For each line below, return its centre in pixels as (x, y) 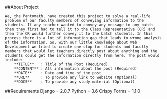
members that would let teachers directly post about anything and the (81, 51)
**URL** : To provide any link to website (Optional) (76, 77)
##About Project (22, 7)
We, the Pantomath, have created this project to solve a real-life (78, 16)
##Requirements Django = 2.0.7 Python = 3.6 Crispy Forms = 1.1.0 (73, 91)
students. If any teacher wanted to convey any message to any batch (79, 25)
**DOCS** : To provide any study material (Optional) (75, 82)
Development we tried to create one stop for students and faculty (77, 47)
